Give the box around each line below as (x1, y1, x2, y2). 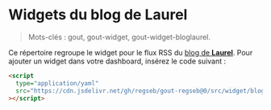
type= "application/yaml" (15, 79, 99, 88)
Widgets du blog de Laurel (8, 6, 188, 24)
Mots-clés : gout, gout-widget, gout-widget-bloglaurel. (27, 32, 211, 42)
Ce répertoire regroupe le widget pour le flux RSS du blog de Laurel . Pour (8, 47, 253, 57)
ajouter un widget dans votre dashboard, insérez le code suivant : (8, 56, 227, 66)
